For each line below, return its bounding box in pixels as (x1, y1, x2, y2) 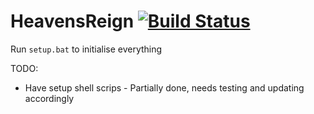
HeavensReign (10, 10, 135, 33)
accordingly (24, 92, 75, 104)
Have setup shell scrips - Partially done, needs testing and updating (24, 81, 305, 94)
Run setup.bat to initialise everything (10, 43, 163, 55)
